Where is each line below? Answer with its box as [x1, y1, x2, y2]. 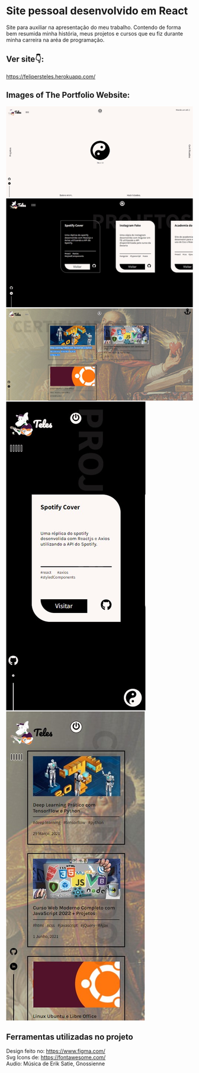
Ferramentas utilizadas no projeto [6, 1032, 133, 1042]
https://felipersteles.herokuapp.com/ [6, 73, 96, 80]
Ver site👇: [6, 54, 44, 65]
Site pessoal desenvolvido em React [6, 4, 188, 18]
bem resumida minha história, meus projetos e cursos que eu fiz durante [6, 30, 184, 37]
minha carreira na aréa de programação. [6, 36, 105, 43]
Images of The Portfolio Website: [6, 90, 130, 100]
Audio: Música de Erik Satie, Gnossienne [6, 1060, 105, 1067]
